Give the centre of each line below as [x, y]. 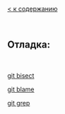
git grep [19, 103]
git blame [21, 89]
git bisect [21, 75]
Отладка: [29, 45]
